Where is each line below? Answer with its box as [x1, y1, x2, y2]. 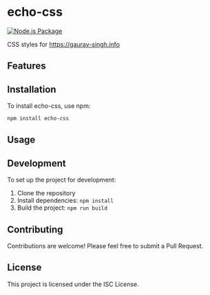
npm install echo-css [7, 115, 70, 122]
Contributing [7, 223, 63, 235]
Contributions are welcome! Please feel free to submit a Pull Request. [7, 242, 204, 250]
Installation [7, 83, 56, 95]
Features [7, 60, 46, 72]
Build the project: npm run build [17, 204, 108, 212]
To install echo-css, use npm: [7, 102, 91, 110]
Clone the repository [17, 189, 76, 197]
